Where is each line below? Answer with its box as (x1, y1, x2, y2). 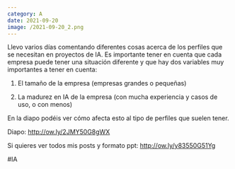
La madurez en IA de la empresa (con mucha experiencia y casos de (17, 93, 218, 101)
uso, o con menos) (17, 100, 73, 109)
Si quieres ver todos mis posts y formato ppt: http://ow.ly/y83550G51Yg (7, 141, 216, 150)
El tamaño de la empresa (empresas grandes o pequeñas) (17, 79, 187, 88)
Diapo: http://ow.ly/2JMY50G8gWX (7, 128, 110, 136)
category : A (7, 10, 42, 18)
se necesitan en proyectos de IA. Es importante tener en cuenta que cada (7, 50, 222, 59)
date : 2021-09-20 (7, 17, 59, 24)
